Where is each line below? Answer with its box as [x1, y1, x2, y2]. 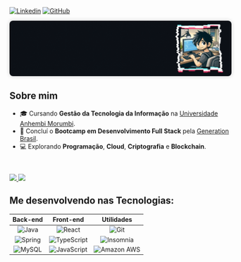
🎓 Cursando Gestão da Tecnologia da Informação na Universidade [19, 109, 218, 118]
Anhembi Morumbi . [19, 119, 76, 127]
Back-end [12, 216, 43, 224]
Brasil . [19, 134, 39, 142]
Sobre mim [9, 90, 58, 102]
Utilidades [101, 216, 132, 224]
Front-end [52, 216, 85, 224]
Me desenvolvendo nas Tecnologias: [9, 194, 175, 207]
